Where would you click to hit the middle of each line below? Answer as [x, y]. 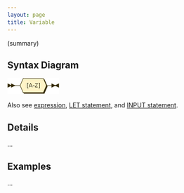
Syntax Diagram [43, 65]
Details [23, 127]
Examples [29, 166]
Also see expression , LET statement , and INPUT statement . [93, 105]
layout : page [26, 15]
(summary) [23, 43]
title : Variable [31, 22]
